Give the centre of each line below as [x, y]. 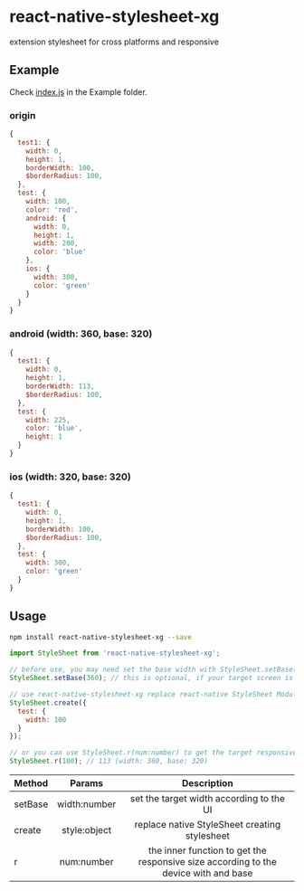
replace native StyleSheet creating [208, 825]
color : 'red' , [52, 210]
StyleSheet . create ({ [48, 703]
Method [31, 783]
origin [23, 115]
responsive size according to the [208, 862]
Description [207, 783]
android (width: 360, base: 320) [81, 334]
